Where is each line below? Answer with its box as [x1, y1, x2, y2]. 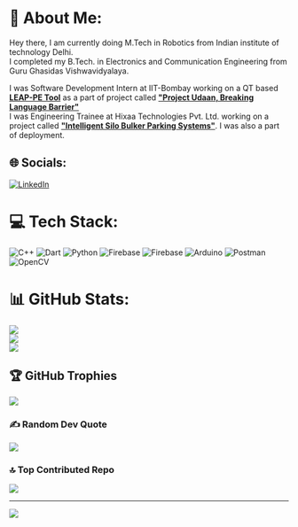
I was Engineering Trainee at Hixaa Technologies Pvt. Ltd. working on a [9, 111, 269, 121]
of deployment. [9, 129, 65, 140]
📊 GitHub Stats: [9, 289, 130, 309]
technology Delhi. [9, 46, 74, 57]
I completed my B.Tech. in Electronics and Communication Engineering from [9, 56, 288, 66]
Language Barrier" [9, 101, 80, 112]
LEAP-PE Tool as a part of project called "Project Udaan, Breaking [9, 92, 255, 103]
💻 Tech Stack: [9, 212, 119, 231]
